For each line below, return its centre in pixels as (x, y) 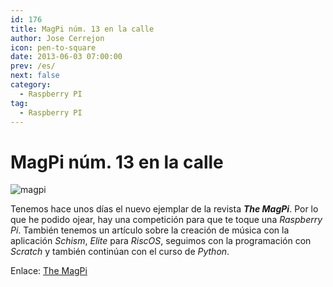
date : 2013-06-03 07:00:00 (66, 57)
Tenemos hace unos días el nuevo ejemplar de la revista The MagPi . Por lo (164, 209)
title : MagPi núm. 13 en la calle (82, 29)
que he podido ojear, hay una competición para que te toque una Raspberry (166, 220)
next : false (35, 76)
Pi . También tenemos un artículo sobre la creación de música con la (150, 230)
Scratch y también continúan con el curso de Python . (120, 252)
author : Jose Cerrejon (57, 38)
